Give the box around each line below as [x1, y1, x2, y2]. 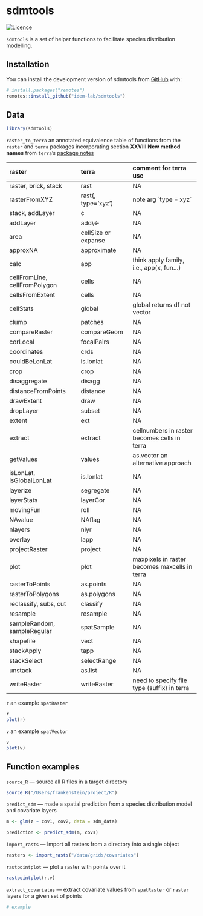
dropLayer [9, 407, 39, 415]
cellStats [9, 304, 34, 313]
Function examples [6, 762, 80, 772]
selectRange [80, 657, 117, 665]
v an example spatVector [6, 728, 68, 735]
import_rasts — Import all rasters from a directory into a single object [6, 840, 179, 848]
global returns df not [132, 300, 191, 309]
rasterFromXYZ [9, 195, 53, 204]
